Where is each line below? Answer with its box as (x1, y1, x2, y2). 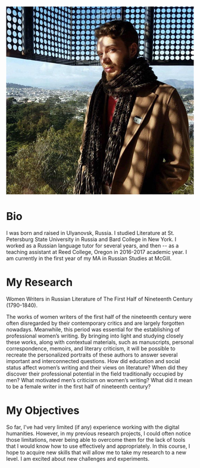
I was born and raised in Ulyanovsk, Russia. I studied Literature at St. (6, 229, 174, 236)
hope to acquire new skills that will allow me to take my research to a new (6, 448, 186, 456)
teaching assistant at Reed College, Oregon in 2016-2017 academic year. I (6, 248, 187, 255)
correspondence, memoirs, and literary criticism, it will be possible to (6, 345, 176, 352)
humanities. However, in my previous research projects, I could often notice (6, 430, 192, 437)
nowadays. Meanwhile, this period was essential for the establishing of (6, 326, 180, 333)
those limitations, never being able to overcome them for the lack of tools (6, 436, 186, 443)
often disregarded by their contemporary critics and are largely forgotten (6, 320, 185, 327)
